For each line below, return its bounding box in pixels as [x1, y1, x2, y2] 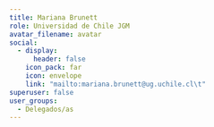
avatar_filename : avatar [9, 30, 102, 38]
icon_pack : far [25, 63, 82, 72]
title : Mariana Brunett [9, 13, 98, 22]
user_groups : [9, 96, 58, 106]
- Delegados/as [17, 105, 74, 114]
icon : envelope [25, 72, 82, 80]
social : [9, 38, 39, 47]
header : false [32, 55, 87, 63]
